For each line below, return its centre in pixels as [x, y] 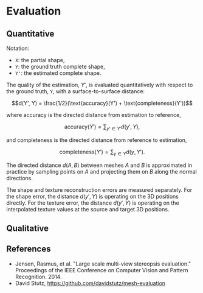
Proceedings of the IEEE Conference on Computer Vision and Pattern [101, 270]
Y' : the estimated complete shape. [58, 73]
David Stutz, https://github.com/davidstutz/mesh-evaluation [90, 283]
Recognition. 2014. [38, 277]
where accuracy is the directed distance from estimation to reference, [94, 115]
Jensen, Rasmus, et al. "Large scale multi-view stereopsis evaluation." [103, 264]
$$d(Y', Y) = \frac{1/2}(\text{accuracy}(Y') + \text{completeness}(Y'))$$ [102, 103]
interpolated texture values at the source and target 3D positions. [88, 209]
